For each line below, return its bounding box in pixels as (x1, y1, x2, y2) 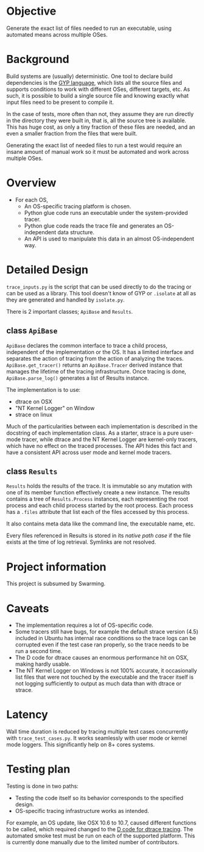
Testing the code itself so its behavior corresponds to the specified (15, 795, 184, 802)
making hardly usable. (15, 660, 71, 668)
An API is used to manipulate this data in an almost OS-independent (24, 235, 195, 242)
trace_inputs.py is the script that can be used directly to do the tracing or (6, 283, 192, 291)
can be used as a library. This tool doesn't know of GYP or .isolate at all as (6, 289, 197, 297)
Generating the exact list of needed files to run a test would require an (6, 142, 182, 149)
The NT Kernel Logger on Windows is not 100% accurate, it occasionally (15, 667, 197, 674)
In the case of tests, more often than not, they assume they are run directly (6, 110, 194, 117)
